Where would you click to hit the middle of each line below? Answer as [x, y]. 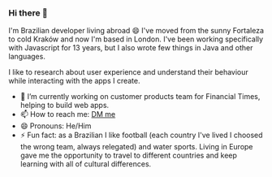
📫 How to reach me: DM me [68, 114]
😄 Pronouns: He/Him [56, 126]
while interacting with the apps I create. [74, 81]
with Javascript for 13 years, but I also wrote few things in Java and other [131, 48]
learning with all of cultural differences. [86, 164]
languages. [27, 57]
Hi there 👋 [28, 13]
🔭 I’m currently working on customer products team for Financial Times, [140, 97]
